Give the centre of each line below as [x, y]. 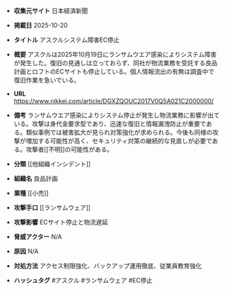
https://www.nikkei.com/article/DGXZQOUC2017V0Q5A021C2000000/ [114, 101]
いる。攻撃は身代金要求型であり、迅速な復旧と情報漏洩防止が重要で [110, 124]
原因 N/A [26, 251]
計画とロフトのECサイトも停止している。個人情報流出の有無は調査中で [114, 72]
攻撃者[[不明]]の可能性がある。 [69, 149]
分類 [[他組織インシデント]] [52, 164]
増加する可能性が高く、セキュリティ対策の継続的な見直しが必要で [119, 141]
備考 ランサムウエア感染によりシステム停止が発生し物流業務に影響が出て [116, 115]
